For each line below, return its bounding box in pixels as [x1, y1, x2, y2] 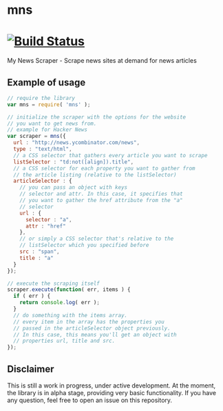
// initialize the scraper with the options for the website [7, 113, 187, 121]
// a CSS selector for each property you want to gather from [13, 165, 195, 172]
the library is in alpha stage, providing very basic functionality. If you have [7, 389, 217, 397]
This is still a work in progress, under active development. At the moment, [7, 381, 216, 390]
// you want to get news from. [7, 120, 97, 127]
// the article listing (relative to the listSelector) [13, 171, 177, 178]
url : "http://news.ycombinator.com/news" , [13, 139, 140, 146]
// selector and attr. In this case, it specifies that [19, 190, 184, 198]
